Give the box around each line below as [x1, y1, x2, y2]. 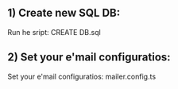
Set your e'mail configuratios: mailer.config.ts [7, 72, 157, 81]
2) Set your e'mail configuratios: [7, 51, 172, 64]
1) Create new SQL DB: [7, 6, 121, 20]
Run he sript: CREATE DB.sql [7, 27, 101, 37]
